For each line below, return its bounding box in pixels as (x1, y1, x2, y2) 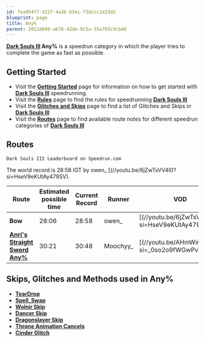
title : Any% (6, 20, 37, 26)
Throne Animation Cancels (15, 322, 85, 330)
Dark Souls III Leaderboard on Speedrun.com (6, 155, 121, 162)
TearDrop (15, 290, 40, 297)
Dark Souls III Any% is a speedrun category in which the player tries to (6, 43, 185, 50)
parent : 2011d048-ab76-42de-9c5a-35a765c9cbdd (6, 26, 127, 32)
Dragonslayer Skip (15, 316, 63, 323)
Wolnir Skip (15, 303, 46, 310)
